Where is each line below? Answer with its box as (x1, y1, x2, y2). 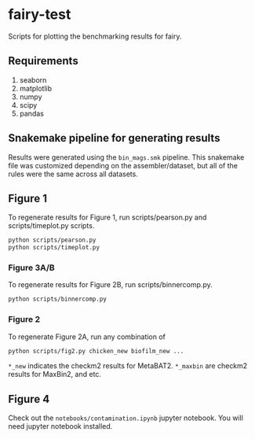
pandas (19, 109, 45, 118)
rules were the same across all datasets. (8, 169, 139, 179)
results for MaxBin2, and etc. (8, 370, 102, 379)
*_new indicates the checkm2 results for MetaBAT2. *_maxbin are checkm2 (8, 361, 248, 371)
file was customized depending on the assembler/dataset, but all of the (8, 160, 238, 170)
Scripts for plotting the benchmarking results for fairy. (8, 31, 182, 41)
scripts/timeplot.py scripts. (8, 221, 95, 231)
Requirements (8, 54, 78, 68)
